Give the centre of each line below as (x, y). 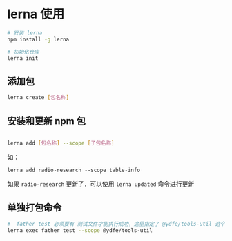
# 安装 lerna (25, 33)
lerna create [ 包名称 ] (38, 98)
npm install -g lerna (38, 39)
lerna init (23, 58)
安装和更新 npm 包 (47, 121)
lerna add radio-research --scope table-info (74, 170)
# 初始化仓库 (23, 52)
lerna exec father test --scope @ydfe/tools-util (80, 230)
